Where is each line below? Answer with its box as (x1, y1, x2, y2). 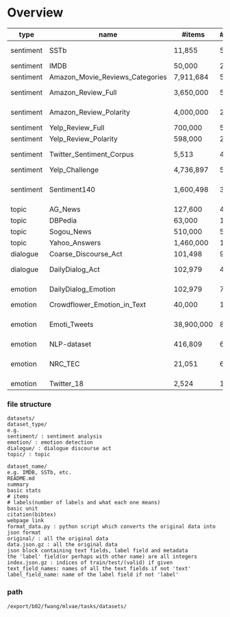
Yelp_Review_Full (49, 122, 105, 132)
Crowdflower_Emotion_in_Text (49, 300, 146, 309)
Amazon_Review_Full (49, 87, 117, 97)
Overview (7, 5, 64, 21)
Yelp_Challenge (49, 165, 99, 175)
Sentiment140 (49, 184, 96, 194)
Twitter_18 (49, 379, 84, 388)
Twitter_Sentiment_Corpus (49, 149, 134, 159)
